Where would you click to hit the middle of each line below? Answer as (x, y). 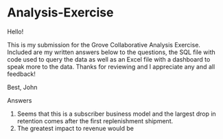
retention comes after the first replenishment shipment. (95, 121)
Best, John (22, 87)
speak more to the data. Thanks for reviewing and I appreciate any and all (111, 66)
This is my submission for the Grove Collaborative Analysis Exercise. (104, 45)
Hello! (15, 31)
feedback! (21, 74)
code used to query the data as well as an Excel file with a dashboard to (109, 59)
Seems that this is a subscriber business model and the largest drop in (116, 114)
